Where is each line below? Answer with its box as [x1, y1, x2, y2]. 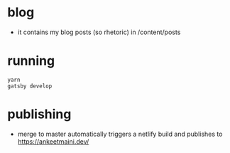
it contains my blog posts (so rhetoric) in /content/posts [17, 28, 181, 36]
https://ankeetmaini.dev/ [17, 137, 89, 146]
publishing [7, 106, 72, 122]
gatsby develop [7, 83, 53, 90]
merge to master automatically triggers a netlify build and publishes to [17, 130, 223, 138]
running [7, 53, 55, 69]
